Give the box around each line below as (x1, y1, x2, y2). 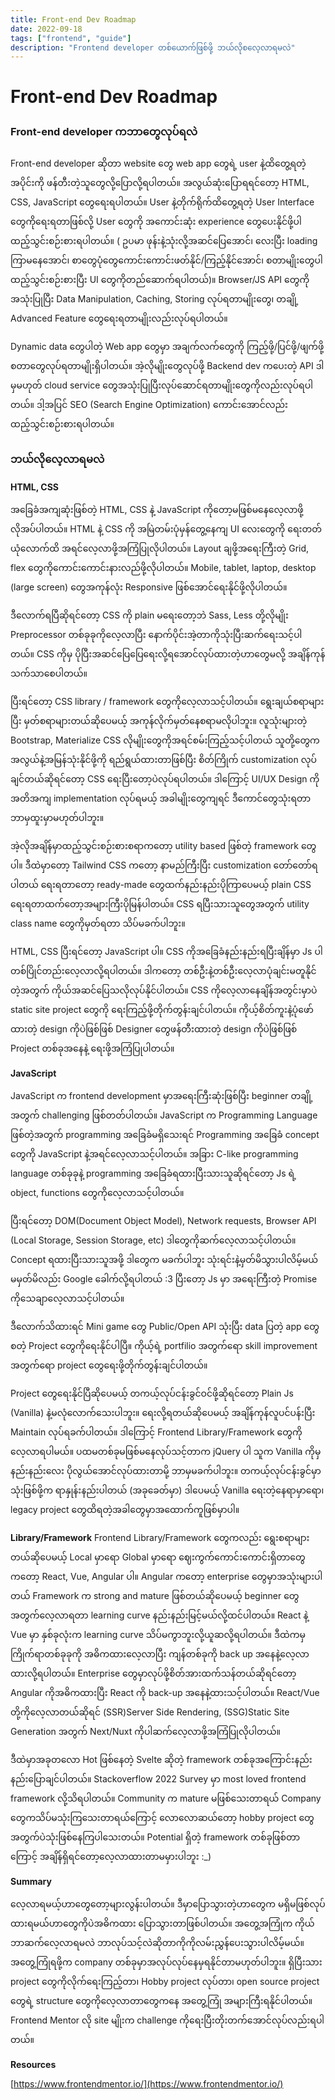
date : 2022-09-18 (10, 24, 83, 34)
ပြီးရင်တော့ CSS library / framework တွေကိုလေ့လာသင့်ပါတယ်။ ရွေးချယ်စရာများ (10, 696, 325, 708)
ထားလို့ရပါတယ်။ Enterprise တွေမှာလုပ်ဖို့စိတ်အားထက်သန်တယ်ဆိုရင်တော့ (10, 1667, 297, 1680)
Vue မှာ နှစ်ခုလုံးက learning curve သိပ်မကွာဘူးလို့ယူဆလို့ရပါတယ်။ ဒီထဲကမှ (10, 1629, 306, 1641)
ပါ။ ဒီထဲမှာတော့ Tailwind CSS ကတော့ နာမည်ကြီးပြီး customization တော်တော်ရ (10, 859, 318, 871)
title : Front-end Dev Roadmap (10, 14, 137, 25)
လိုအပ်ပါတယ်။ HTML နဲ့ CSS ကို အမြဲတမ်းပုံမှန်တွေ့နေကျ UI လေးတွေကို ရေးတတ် (10, 523, 322, 535)
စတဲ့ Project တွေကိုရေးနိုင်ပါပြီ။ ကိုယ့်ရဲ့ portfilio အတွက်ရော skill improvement (10, 1340, 318, 1352)
